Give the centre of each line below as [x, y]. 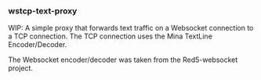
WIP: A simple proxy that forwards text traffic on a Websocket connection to [131, 28]
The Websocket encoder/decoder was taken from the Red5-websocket [123, 60]
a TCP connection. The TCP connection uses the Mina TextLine [111, 36]
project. [21, 68]
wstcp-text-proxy [43, 11]
